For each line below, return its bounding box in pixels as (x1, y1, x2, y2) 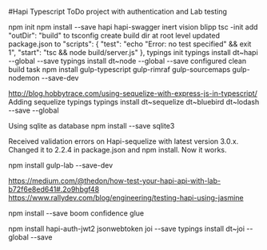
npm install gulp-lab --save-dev (8, 161, 114, 170)
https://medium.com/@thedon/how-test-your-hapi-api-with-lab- (8, 176, 221, 185)
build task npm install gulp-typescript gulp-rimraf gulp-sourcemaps (8, 65, 231, 74)
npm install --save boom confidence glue (8, 208, 145, 218)
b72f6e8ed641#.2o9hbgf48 (8, 185, 100, 194)
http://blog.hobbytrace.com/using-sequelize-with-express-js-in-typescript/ (8, 89, 257, 98)
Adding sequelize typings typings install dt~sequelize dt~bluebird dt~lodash (8, 97, 260, 106)
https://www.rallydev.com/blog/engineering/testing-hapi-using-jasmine (8, 193, 244, 202)
